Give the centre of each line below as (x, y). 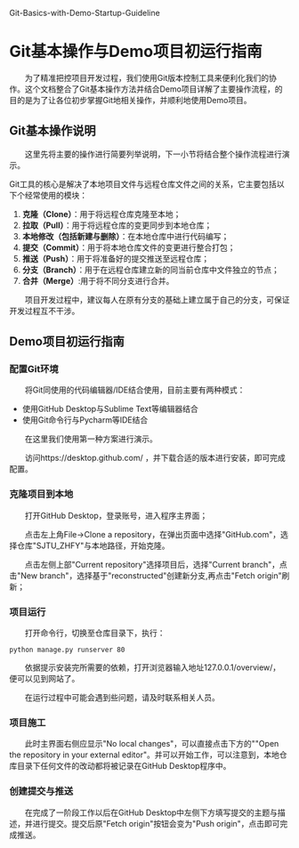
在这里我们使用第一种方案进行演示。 (91, 439)
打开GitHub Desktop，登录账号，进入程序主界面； (117, 515)
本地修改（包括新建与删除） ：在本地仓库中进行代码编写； (125, 236)
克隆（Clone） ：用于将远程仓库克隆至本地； (101, 214)
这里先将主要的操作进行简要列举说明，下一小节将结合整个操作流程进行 (154, 154)
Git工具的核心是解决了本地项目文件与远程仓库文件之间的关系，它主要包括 (143, 184)
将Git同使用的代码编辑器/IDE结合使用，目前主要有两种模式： (135, 390)
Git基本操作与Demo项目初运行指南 (136, 52)
